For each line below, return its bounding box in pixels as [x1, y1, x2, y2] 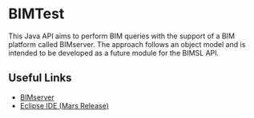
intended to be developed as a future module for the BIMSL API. [8, 48, 220, 57]
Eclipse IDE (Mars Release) [19, 100, 110, 110]
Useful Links [8, 71, 72, 85]
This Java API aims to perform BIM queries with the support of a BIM [8, 31, 235, 41]
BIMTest [8, 5, 65, 23]
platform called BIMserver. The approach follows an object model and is [8, 39, 246, 49]
